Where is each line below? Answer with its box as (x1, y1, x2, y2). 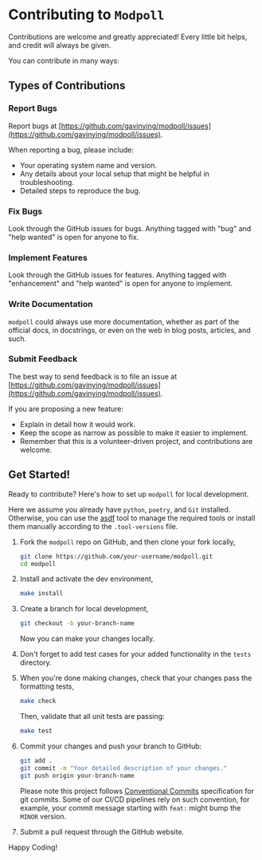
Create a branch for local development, (19, 604, 149, 614)
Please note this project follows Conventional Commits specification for (19, 786, 255, 795)
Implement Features (8, 252, 88, 263)
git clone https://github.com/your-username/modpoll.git (19, 552, 213, 560)
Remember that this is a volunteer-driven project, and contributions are (19, 436, 253, 446)
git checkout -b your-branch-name (19, 619, 135, 627)
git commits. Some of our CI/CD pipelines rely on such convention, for (19, 795, 250, 804)
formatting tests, (19, 681, 74, 691)
